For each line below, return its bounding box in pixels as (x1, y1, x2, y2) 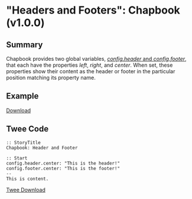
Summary (6, 40, 43, 50)
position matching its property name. (6, 74, 96, 81)
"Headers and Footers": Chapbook (6, 4, 180, 17)
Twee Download (6, 186, 45, 193)
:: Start (6, 155, 28, 161)
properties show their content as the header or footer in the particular (6, 68, 175, 74)
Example (6, 91, 39, 101)
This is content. (6, 175, 49, 182)
